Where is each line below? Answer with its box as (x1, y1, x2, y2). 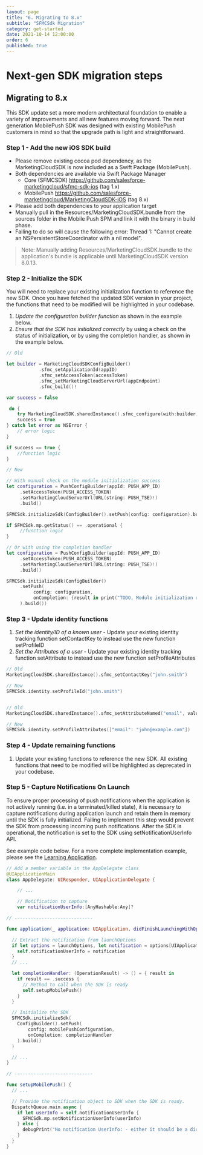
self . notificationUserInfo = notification (17, 948, 126, 954)
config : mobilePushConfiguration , (28, 1026, 115, 1033)
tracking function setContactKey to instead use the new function (14, 635, 176, 643)
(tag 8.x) (127, 196, 149, 203)
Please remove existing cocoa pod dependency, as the (14, 157, 152, 164)
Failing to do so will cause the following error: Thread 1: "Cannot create (14, 228, 192, 235)
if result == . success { (17, 976, 80, 982)
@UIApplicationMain (6, 871, 56, 877)
